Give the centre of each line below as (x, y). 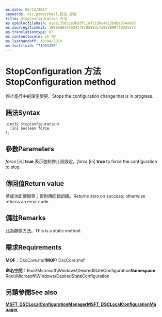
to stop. (13, 167)
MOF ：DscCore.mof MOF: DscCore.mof (45, 260)
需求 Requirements (34, 248)
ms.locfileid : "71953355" (32, 46)
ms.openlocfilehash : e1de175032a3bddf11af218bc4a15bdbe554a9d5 (71, 23)
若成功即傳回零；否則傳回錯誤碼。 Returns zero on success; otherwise (75, 196)
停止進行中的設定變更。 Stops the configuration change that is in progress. (80, 96)
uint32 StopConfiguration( (33, 124)
